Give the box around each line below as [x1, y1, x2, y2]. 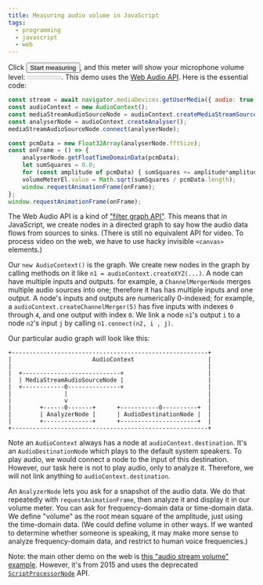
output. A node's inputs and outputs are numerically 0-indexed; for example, [8, 293, 254, 303]
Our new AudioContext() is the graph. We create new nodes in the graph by [8, 260, 250, 270]
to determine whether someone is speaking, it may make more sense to [8, 529, 239, 538]
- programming [15, 26, 61, 34]
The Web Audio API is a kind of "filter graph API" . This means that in [8, 212, 228, 221]
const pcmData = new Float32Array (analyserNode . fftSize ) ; [8, 139, 201, 147]
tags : [8, 19, 26, 27]
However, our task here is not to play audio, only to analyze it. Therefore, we [8, 463, 254, 473]
